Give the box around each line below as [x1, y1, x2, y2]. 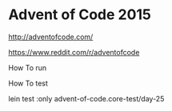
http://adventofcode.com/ [8, 32, 94, 42]
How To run [8, 62, 47, 73]
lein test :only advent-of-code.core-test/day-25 [8, 93, 165, 103]
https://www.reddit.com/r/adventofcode [8, 47, 140, 57]
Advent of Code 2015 [8, 6, 152, 24]
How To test [8, 78, 48, 88]
